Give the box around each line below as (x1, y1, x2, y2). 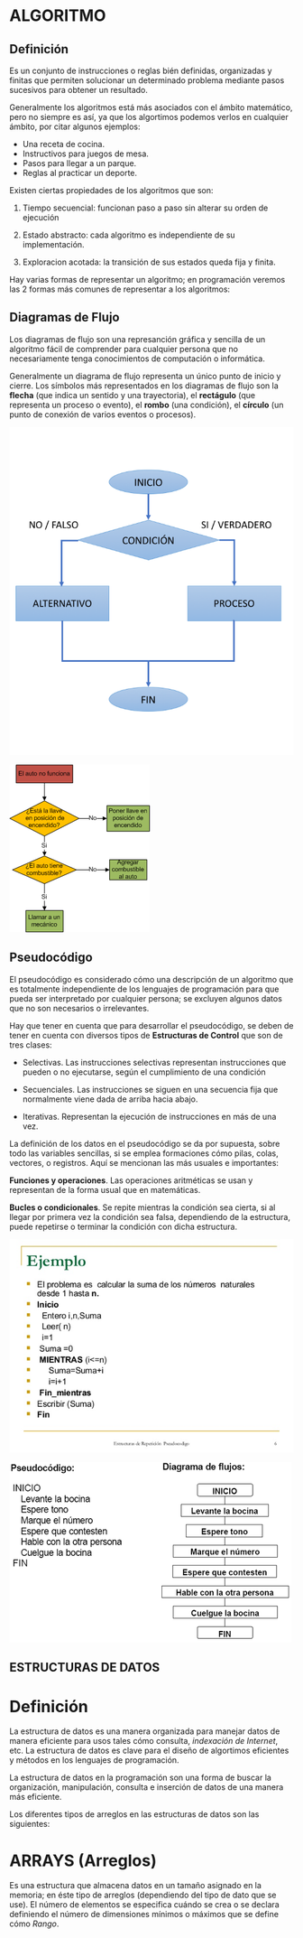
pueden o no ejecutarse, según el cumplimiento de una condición (22, 1067, 266, 1077)
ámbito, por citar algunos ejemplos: (9, 121, 142, 132)
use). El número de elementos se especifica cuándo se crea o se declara (9, 1899, 280, 1910)
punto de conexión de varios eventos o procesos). (9, 408, 197, 420)
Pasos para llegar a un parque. (22, 158, 137, 168)
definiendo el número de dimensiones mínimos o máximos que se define (9, 1909, 280, 1920)
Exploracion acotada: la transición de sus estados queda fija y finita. (22, 256, 277, 267)
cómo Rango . (9, 1918, 60, 1929)
